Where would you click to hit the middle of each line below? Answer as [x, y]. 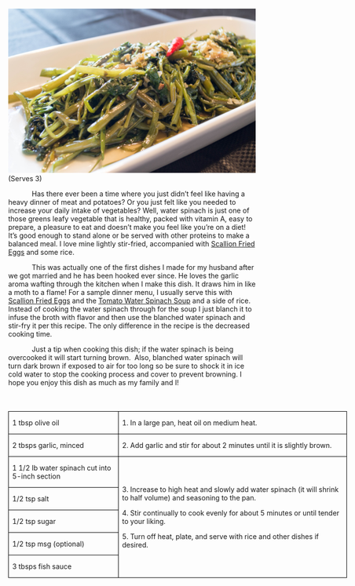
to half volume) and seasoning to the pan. [189, 497]
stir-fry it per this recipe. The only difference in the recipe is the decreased [129, 326]
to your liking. [144, 521]
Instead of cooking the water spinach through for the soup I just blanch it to [130, 309]
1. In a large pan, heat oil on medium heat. [189, 422]
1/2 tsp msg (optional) [48, 544]
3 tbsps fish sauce [42, 566]
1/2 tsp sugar [34, 521]
